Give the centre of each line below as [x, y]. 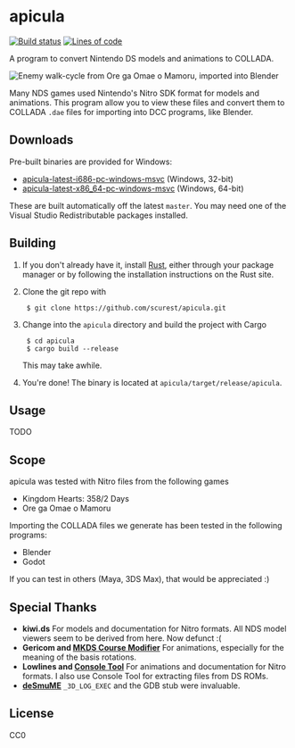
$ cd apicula [50, 341]
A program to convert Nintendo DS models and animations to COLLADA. [142, 58]
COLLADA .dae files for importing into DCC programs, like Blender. [131, 112]
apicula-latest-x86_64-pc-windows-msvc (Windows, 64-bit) [133, 188]
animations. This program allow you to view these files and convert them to [147, 102]
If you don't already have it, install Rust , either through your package [148, 264]
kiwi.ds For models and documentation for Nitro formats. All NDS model [154, 628]
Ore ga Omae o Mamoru [66, 508]
